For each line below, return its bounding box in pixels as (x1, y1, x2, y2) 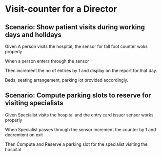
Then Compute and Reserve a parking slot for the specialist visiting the (5, 141, 148, 147)
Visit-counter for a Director (5, 3, 117, 15)
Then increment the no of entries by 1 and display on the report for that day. (5, 67, 158, 73)
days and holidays (5, 30, 62, 39)
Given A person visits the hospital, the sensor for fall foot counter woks (5, 44, 148, 49)
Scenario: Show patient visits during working (5, 23, 145, 31)
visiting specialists (5, 99, 63, 107)
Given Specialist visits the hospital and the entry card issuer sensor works (5, 112, 154, 118)
